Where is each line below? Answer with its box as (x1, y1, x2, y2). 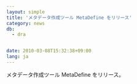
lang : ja (6, 54, 29, 60)
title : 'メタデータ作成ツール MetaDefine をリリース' (6, 15, 133, 21)
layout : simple (6, 9, 45, 15)
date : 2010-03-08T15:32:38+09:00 (6, 48, 92, 54)
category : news (6, 20, 45, 26)
